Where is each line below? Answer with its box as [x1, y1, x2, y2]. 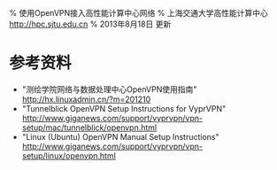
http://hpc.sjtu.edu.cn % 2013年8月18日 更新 [9, 19, 172, 29]
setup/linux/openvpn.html [21, 150, 117, 161]
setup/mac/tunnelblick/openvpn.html [21, 122, 158, 133]
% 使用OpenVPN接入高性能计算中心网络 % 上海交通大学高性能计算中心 [9, 8, 268, 18]
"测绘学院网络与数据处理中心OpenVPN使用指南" [21, 83, 197, 95]
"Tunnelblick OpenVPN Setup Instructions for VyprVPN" [21, 103, 227, 113]
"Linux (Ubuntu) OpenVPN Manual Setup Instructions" [21, 131, 219, 142]
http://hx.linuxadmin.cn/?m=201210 [21, 94, 151, 104]
